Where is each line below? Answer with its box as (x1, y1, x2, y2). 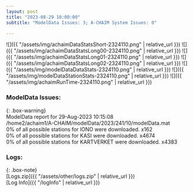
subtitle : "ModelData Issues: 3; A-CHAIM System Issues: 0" (6, 19, 158, 25)
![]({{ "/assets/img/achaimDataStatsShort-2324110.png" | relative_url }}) (6, 41, 181, 48)
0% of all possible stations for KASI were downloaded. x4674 (6, 132, 155, 139)
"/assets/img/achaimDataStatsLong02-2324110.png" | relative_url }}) (14, 60, 181, 67)
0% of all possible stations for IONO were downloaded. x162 (6, 125, 153, 133)
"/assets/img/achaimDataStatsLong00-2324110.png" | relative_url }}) (14, 47, 181, 54)
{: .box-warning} (6, 107, 46, 114)
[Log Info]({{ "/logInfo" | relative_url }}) (6, 178, 100, 186)
